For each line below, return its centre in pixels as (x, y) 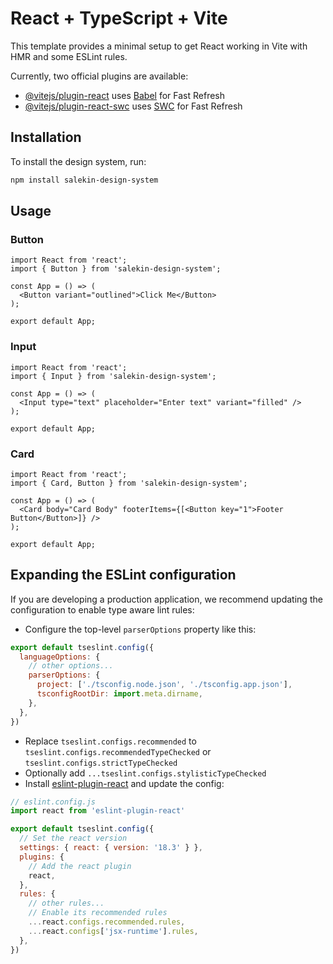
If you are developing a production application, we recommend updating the (166, 599)
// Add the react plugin (80, 866)
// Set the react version (73, 838)
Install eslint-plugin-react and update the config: (124, 783)
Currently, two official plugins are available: (99, 76)
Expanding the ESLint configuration (123, 575)
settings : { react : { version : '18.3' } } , (111, 848)
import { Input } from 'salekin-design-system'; (113, 376)
